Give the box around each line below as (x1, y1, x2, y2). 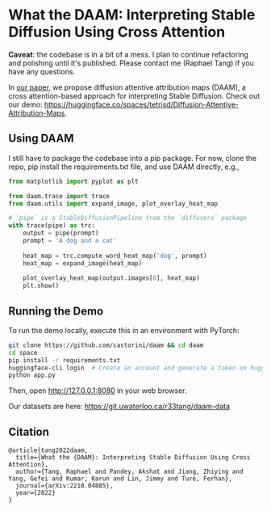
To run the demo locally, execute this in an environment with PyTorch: (8, 325, 240, 335)
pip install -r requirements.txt (8, 356, 121, 365)
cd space (8, 348, 38, 357)
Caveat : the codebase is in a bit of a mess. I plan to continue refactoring (8, 49, 248, 59)
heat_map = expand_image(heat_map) (23, 259, 143, 268)
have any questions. (8, 66, 75, 76)
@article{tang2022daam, (8, 446, 89, 454)
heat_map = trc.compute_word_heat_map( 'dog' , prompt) (23, 251, 207, 260)
